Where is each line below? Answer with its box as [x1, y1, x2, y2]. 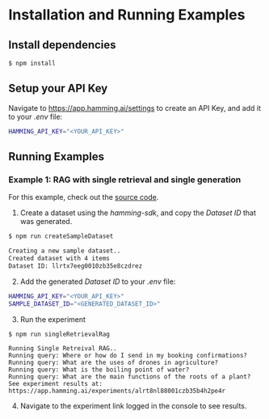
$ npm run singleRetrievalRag [8, 330, 111, 338]
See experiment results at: [8, 379, 103, 387]
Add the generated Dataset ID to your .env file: [19, 277, 176, 286]
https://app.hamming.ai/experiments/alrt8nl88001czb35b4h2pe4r [8, 387, 226, 395]
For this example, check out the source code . [8, 193, 159, 202]
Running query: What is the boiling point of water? [8, 366, 190, 374]
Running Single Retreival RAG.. [8, 344, 117, 353]
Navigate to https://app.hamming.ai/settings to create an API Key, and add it [8, 103, 261, 112]
